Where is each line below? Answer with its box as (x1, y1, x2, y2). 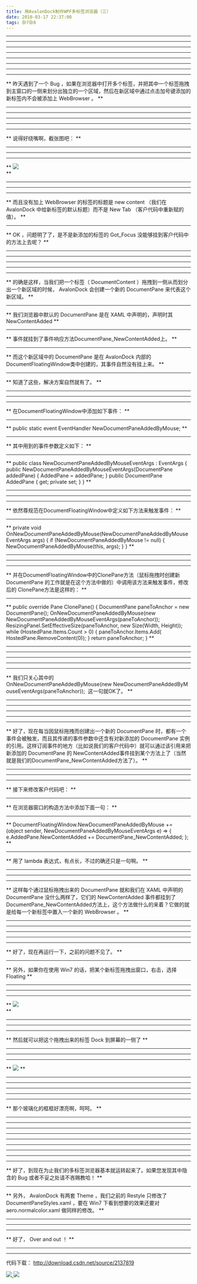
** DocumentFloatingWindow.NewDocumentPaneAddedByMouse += (6, 821, 173, 828)
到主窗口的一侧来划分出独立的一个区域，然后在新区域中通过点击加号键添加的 (6, 87, 191, 94)
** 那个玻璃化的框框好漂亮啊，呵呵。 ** (6, 1105, 101, 1112)
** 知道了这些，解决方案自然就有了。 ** (6, 379, 101, 386)
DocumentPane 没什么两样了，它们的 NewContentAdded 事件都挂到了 (6, 894, 176, 901)
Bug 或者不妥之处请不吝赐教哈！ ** (17, 1174, 103, 1181)
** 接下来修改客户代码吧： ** (6, 786, 76, 793)
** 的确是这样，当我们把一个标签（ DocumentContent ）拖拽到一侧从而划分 (6, 279, 189, 286)
